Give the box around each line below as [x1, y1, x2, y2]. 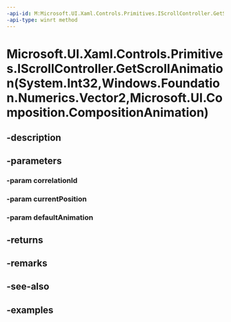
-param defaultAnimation [6, 213, 94, 222]
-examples [6, 304, 54, 316]
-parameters [6, 155, 62, 167]
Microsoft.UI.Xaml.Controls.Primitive [6, 46, 223, 62]
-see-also [6, 281, 50, 292]
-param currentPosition [6, 194, 87, 204]
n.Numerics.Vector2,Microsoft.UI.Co [6, 90, 223, 105]
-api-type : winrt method [6, 17, 78, 23]
